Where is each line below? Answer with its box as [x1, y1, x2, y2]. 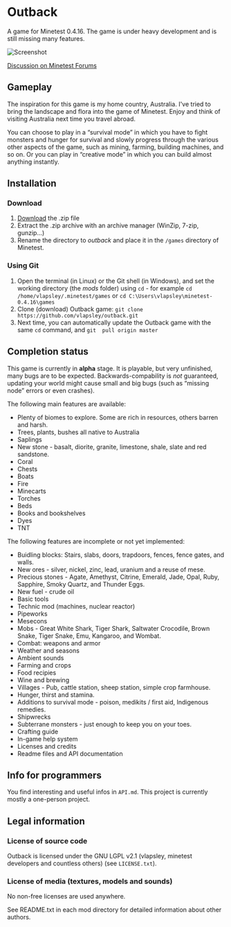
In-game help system [17, 734, 78, 743]
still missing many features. [7, 34, 85, 42]
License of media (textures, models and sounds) [7, 876, 173, 886]
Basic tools [17, 594, 49, 603]
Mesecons [17, 616, 48, 625]
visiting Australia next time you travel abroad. [7, 114, 136, 123]
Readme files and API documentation [17, 750, 123, 758]
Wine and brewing [17, 675, 70, 684]
